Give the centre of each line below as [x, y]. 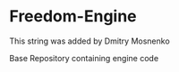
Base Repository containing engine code [84, 58]
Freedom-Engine [73, 16]
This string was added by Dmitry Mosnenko [89, 41]
